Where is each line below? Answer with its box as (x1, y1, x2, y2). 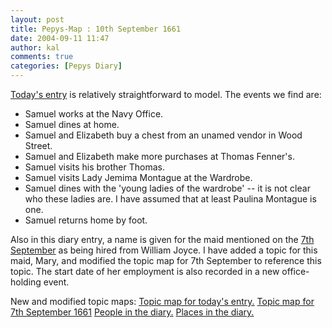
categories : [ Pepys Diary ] (10, 61, 123, 71)
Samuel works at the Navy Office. (24, 108, 164, 120)
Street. (24, 140, 53, 151)
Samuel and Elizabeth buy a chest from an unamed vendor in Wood (24, 129, 303, 141)
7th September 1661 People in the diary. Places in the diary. (10, 306, 255, 318)
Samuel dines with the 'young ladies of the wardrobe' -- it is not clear (24, 182, 311, 194)
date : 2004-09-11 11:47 (10, 33, 110, 43)
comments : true (10, 52, 74, 62)
